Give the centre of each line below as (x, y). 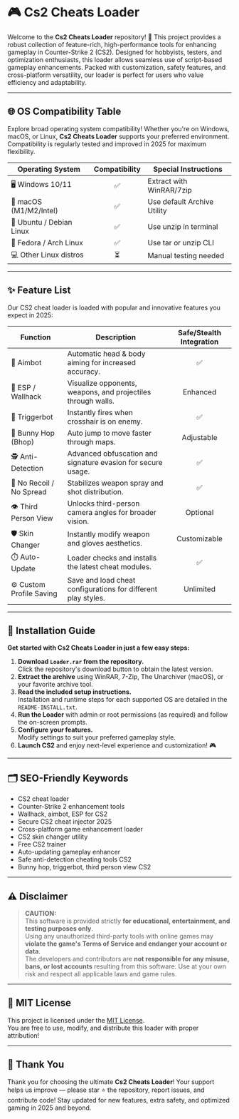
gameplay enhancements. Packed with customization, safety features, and (117, 67)
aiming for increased (102, 362)
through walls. (91, 401)
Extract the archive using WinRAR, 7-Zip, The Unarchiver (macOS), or (121, 677)
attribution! (23, 1035)
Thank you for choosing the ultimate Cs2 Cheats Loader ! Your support (111, 1082)
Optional (200, 512)
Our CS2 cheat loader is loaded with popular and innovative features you (114, 307)
